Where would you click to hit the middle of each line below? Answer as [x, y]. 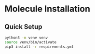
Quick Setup [23, 27]
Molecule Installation [47, 9]
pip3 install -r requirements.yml [39, 47]
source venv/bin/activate [30, 42]
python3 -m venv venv [26, 38]
